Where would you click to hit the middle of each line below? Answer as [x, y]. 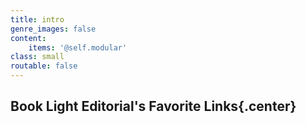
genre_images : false [53, 29]
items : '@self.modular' [78, 47]
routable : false [44, 66]
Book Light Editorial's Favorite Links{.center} [153, 106]
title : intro [37, 19]
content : [28, 38]
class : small [37, 57]
